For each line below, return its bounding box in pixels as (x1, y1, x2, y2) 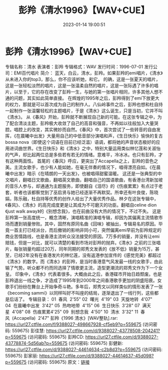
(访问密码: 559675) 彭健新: (68, 340, 123, 346)
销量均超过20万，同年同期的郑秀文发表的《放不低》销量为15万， (22, 246, 155, 252)
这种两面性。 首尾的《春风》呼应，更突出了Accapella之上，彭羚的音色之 (9, 158, 158, 164)
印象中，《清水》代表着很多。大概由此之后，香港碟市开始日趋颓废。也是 (14, 271, 162, 277)
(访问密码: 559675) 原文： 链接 (27, 359, 90, 365)
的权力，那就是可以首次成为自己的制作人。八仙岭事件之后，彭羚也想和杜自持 (5, 101, 163, 107)
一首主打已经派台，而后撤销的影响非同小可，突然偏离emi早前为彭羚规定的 (9, 227, 161, 233)
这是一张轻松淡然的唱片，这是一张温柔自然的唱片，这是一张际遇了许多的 (5, 82, 154, 88)
